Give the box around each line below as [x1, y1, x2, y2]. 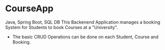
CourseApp [5, 3, 54, 14]
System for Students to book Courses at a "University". [5, 24, 118, 30]
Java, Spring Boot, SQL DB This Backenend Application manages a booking [5, 19, 161, 25]
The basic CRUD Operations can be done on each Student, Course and [12, 34, 159, 40]
